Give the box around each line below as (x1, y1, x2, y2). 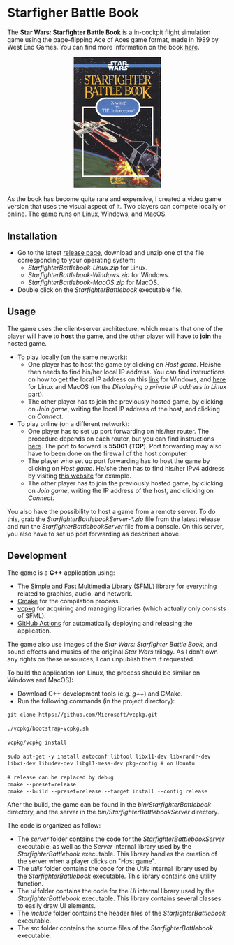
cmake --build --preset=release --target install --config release (7, 788, 208, 795)
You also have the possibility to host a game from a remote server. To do (7, 507, 216, 515)
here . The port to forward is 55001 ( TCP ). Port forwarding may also (27, 441, 222, 450)
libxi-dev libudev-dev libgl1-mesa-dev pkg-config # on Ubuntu (7, 760, 196, 767)
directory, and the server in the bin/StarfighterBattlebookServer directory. (7, 807, 219, 816)
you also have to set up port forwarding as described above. (7, 529, 181, 538)
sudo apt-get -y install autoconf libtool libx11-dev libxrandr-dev (7, 753, 211, 760)
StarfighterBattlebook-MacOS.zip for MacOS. (27, 278, 159, 287)
